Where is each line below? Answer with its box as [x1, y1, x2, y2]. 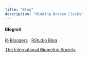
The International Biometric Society [5, 46, 76, 52]
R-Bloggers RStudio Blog [5, 37, 57, 43]
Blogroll [5, 27, 21, 32]
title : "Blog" [5, 7, 34, 12]
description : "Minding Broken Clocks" [5, 12, 84, 16]
